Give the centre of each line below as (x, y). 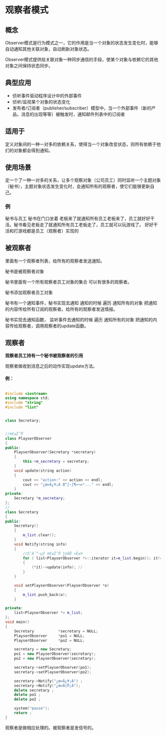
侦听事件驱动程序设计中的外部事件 (47, 96)
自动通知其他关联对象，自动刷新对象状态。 (48, 49)
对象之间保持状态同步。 (29, 66)
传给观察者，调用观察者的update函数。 (49, 326)
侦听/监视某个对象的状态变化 (41, 101)
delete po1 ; (27, 695)
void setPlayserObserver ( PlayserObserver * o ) (62, 585)
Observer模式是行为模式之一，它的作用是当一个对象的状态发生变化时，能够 (82, 43)
